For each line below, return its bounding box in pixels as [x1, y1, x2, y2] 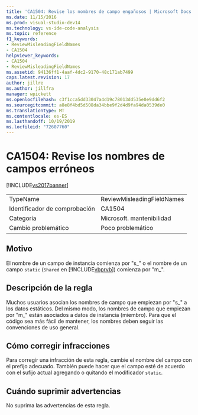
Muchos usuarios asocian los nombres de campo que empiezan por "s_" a [6, 299, 187, 306]
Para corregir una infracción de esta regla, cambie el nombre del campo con [6, 356, 192, 364]
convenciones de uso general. [6, 323, 80, 331]
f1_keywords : [6, 36, 38, 42]
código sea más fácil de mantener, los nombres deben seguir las [6, 317, 164, 325]
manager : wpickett [6, 91, 51, 97]
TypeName [9, 194, 40, 203]
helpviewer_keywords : [6, 53, 60, 59]
